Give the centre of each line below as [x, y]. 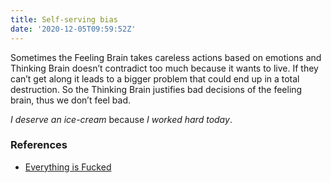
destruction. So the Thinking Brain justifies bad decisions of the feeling [156, 89]
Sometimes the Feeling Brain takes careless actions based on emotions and [166, 57]
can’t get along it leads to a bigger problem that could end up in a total [155, 78]
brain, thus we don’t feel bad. [71, 100]
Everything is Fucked [68, 167]
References [39, 145]
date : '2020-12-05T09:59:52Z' [73, 29]
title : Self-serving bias [64, 19]
